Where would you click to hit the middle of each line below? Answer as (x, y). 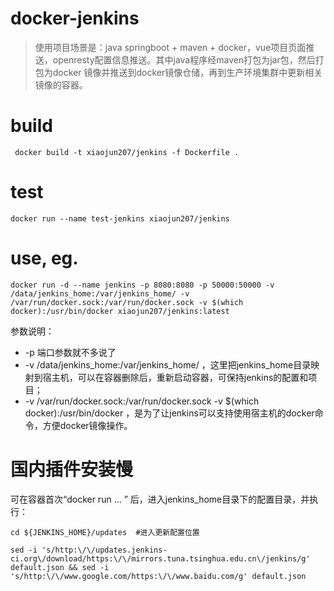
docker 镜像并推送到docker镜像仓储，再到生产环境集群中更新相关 (187, 72)
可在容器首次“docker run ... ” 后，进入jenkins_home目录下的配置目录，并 (160, 499)
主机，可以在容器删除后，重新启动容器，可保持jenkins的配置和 (180, 377)
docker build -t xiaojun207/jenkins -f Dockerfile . (127, 152)
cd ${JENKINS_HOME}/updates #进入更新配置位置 (105, 532)
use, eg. (44, 258)
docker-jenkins (75, 18)
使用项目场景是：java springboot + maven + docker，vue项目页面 (170, 47)
